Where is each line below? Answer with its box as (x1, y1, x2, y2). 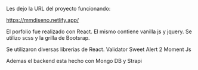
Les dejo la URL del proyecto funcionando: (6, 5, 111, 12)
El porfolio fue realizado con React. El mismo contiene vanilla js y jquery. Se (6, 28, 192, 35)
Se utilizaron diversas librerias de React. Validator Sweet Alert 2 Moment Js (6, 46, 192, 53)
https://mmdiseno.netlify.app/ (6, 17, 79, 23)
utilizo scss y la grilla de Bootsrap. (6, 34, 91, 41)
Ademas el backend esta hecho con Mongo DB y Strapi (6, 58, 142, 64)
